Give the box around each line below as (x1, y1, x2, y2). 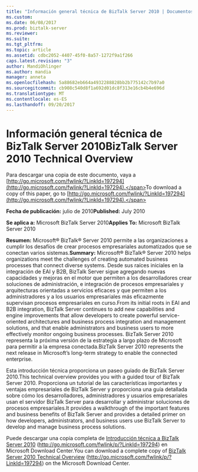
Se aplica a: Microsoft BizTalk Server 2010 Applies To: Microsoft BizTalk (6, 219, 181, 227)
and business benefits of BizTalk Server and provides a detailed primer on (6, 411, 186, 418)
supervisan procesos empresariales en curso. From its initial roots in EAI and (6, 300, 190, 307)
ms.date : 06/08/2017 (6, 19, 57, 25)
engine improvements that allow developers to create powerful (6, 312, 159, 319)
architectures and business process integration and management (27, 318, 186, 325)
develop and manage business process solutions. (6, 423, 127, 430)
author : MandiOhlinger (6, 63, 62, 69)
